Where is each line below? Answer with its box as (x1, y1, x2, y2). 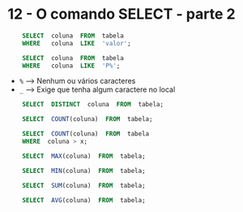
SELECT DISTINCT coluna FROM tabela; (22, 101, 164, 109)
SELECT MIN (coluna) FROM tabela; (22, 167, 147, 175)
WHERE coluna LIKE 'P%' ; (22, 62, 121, 70)
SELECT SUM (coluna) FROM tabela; (22, 181, 147, 189)
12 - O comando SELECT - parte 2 (7, 5, 236, 24)
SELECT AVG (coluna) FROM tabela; (22, 196, 147, 204)
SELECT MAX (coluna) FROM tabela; (22, 152, 147, 160)
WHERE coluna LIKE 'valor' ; (22, 39, 131, 47)
